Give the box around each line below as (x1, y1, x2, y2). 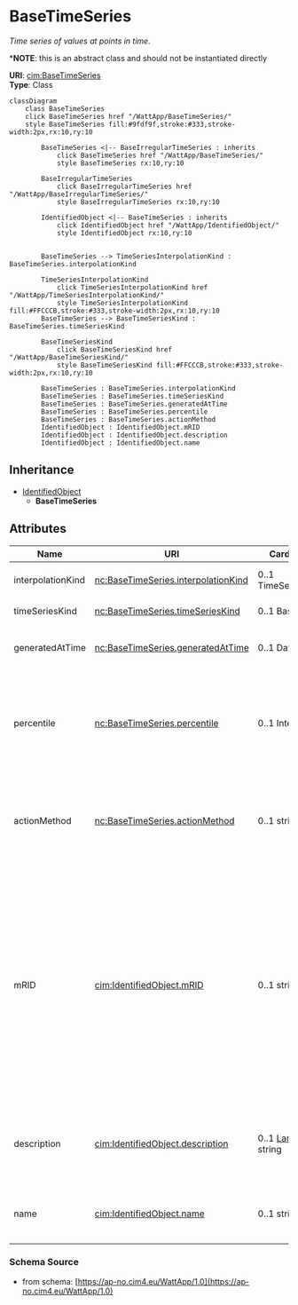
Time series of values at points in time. (9, 36, 151, 46)
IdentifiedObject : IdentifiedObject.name (41, 438, 200, 447)
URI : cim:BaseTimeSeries (9, 69, 101, 81)
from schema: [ (21, 1276, 78, 1286)
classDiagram (9, 96, 58, 106)
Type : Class (9, 79, 53, 90)
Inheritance (9, 463, 74, 478)
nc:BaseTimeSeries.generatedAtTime (94, 641, 250, 653)
